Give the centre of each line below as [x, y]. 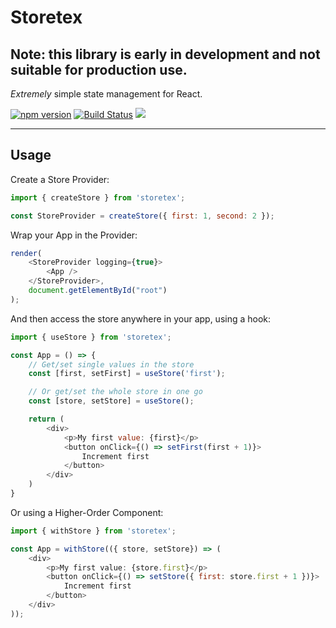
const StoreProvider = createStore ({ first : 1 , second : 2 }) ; [142, 216]
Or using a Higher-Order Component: [87, 512]
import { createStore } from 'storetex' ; [98, 197]
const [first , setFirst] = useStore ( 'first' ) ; [127, 374]
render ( [26, 253]
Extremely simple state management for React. [106, 94]
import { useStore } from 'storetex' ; [91, 337]
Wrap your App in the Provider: [74, 235]
